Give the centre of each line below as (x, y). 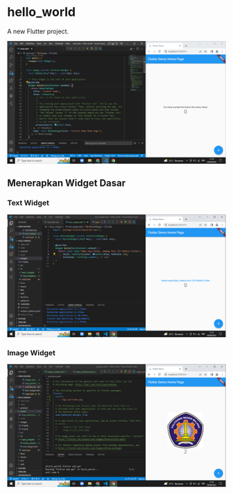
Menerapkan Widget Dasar (67, 184)
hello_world (42, 12)
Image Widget (31, 352)
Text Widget (28, 203)
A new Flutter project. (38, 31)
